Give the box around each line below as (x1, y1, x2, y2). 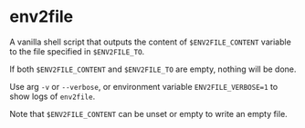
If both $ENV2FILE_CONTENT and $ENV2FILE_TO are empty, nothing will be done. (9, 64, 297, 74)
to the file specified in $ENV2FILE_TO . (9, 45, 145, 56)
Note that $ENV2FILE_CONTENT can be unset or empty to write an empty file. (9, 108, 288, 119)
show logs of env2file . (9, 91, 96, 102)
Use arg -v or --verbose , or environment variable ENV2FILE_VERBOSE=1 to (9, 81, 279, 92)
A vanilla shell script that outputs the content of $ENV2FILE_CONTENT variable (9, 36, 292, 47)
